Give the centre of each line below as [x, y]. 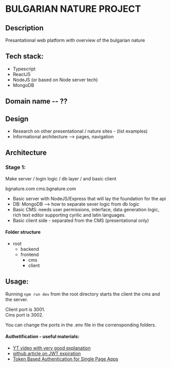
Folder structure [23, 232]
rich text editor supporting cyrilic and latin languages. [69, 215]
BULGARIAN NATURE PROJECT [73, 9]
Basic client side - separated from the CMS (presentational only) [81, 220]
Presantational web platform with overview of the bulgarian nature [75, 40]
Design [17, 119]
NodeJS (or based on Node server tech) [55, 80]
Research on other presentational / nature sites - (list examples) [80, 131]
